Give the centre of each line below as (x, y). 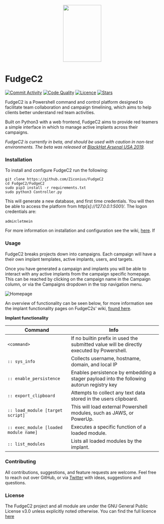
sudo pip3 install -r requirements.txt (46, 188)
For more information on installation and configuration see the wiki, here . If (80, 230)
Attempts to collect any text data (108, 392)
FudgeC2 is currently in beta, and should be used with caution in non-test (79, 141)
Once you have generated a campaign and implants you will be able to (76, 269)
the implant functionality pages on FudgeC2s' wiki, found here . (68, 308)
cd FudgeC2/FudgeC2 (25, 183)
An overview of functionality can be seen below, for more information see (79, 303)
